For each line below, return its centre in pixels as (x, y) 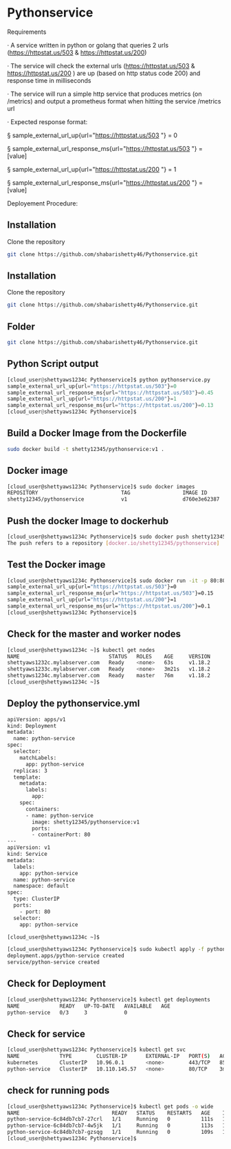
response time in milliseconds (49, 80)
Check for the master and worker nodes (94, 634)
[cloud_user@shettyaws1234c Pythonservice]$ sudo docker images (101, 487)
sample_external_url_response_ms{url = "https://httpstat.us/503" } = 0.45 (110, 392)
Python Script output (53, 364)
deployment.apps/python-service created (66, 956)
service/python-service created (53, 962)
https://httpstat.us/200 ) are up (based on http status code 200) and (104, 73)
